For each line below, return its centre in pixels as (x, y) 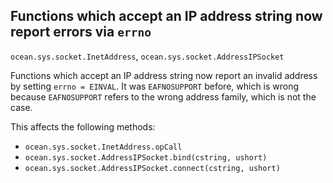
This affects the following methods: (83, 126)
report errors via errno (81, 32)
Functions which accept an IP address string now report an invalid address (164, 75)
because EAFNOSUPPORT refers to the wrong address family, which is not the (163, 96)
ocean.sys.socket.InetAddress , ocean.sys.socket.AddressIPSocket (147, 56)
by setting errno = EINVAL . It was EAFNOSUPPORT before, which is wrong (155, 86)
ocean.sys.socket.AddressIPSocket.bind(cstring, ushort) (146, 157)
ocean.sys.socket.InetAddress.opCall (103, 147)
